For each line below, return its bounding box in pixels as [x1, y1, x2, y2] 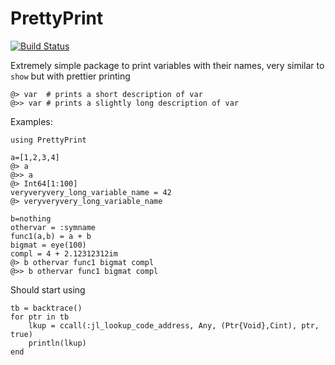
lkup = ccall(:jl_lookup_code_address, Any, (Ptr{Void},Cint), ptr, [28, 320, 320, 331]
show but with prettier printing [10, 70, 131, 82]
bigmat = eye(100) [10, 240, 87, 250]
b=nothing [10, 213, 52, 224]
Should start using [10, 283, 86, 296]
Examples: [10, 115, 53, 127]
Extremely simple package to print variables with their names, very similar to [10, 59, 325, 71]
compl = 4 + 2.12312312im [10, 248, 118, 259]
